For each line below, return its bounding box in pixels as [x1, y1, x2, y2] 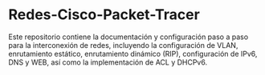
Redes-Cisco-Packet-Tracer [8, 6, 201, 24]
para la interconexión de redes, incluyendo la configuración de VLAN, [8, 40, 238, 49]
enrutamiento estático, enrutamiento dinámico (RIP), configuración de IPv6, [8, 49, 258, 58]
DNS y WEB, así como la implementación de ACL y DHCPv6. [8, 57, 207, 67]
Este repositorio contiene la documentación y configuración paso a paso [8, 32, 249, 41]
